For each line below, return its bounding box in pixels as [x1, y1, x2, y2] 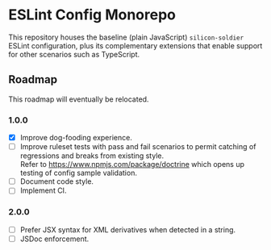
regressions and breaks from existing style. [19, 151, 164, 160]
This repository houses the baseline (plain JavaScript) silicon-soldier [8, 32, 244, 42]
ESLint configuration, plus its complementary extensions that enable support [8, 40, 263, 50]
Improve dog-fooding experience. [19, 133, 133, 143]
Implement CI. [19, 185, 67, 195]
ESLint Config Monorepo [8, 6, 176, 24]
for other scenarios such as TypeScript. [8, 49, 140, 59]
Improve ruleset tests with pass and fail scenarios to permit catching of [19, 142, 256, 152]
